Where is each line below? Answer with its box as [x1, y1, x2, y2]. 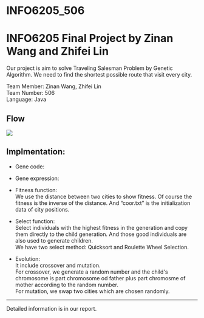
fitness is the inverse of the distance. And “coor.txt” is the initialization [15, 199, 191, 207]
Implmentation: [6, 147, 66, 157]
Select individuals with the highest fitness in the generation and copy [15, 224, 188, 231]
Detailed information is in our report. [6, 305, 97, 312]
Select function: [15, 217, 55, 225]
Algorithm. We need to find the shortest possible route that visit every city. [6, 71, 192, 78]
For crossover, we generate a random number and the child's [15, 268, 168, 275]
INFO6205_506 [6, 4, 85, 18]
